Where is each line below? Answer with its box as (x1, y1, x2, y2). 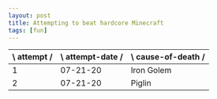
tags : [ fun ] (8, 26, 47, 34)
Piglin (130, 78, 152, 89)
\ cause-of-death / (130, 51, 205, 63)
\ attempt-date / (60, 51, 124, 63)
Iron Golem (130, 65, 172, 76)
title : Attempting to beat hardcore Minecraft (8, 19, 164, 27)
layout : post (8, 11, 51, 20)
